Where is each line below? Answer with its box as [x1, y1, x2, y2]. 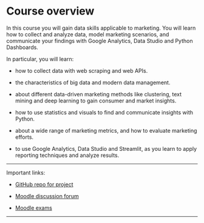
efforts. [15, 133, 34, 141]
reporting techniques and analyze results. [15, 151, 120, 159]
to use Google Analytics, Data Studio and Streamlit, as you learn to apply [15, 145, 197, 152]
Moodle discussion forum [15, 192, 79, 199]
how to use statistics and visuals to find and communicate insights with [15, 108, 193, 116]
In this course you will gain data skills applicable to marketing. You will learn [6, 24, 196, 32]
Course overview [6, 4, 95, 18]
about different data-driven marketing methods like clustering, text [15, 90, 182, 98]
